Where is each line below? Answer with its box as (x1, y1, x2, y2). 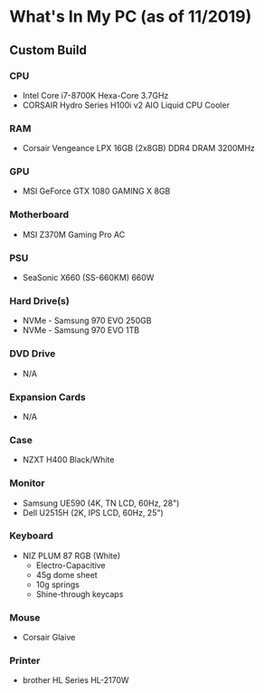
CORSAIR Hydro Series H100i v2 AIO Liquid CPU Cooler (22, 100, 231, 110)
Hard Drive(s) (9, 294, 70, 307)
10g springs (35, 579, 80, 590)
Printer (9, 654, 41, 667)
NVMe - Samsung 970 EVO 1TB (22, 325, 140, 336)
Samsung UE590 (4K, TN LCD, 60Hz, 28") (22, 498, 180, 508)
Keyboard (9, 529, 54, 542)
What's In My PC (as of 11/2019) (9, 6, 252, 27)
